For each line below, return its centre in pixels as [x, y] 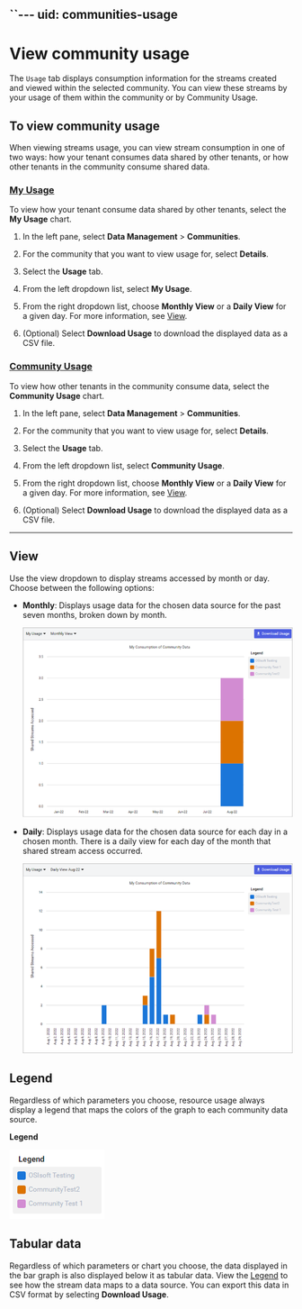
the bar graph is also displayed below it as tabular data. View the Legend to [149, 1275]
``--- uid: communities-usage [93, 15]
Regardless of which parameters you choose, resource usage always [137, 1100]
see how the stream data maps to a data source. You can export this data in [149, 1285]
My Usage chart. [40, 219]
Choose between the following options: [82, 587]
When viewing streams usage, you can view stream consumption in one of [147, 148]
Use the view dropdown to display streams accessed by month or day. [140, 578]
